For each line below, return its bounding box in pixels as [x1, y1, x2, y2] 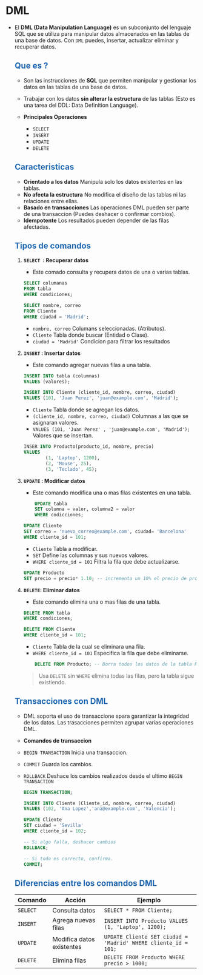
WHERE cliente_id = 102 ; [23, 828, 87, 834]
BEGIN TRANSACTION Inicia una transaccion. [23, 749, 128, 756]
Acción [65, 896, 86, 905]
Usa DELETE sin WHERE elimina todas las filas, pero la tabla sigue [38, 672, 195, 680]
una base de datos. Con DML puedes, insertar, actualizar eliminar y [14, 36, 179, 44]
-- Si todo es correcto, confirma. [23, 855, 113, 862]
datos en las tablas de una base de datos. [23, 83, 128, 90]
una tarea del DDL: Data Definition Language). [23, 101, 139, 109]
